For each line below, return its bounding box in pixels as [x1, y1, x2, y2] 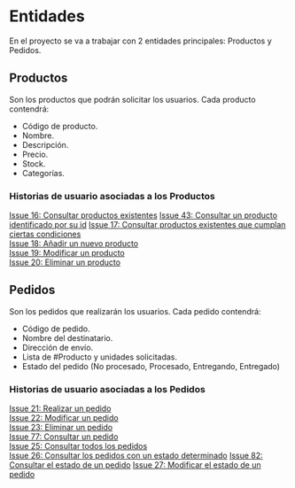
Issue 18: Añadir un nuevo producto [9, 238, 139, 249]
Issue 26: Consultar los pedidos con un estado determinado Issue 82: [9, 450, 263, 461]
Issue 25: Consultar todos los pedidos [9, 441, 148, 452]
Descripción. [21, 139, 69, 150]
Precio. [21, 149, 49, 159]
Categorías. [21, 167, 65, 178]
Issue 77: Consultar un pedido [9, 431, 119, 442]
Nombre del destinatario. [21, 332, 113, 343]
